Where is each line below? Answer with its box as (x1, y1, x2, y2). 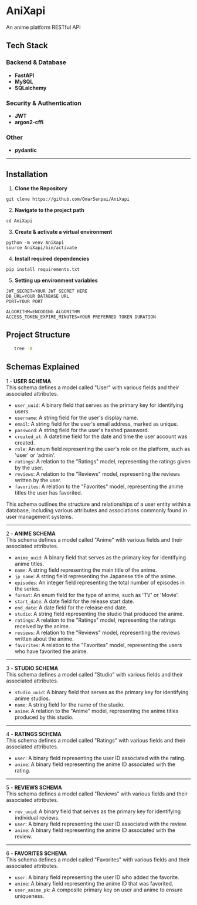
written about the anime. (14, 635, 74, 642)
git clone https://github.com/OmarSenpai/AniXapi (6, 196, 130, 203)
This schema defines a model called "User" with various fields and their (6, 384, 179, 391)
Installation (6, 169, 48, 179)
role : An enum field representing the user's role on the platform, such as (14, 445, 191, 452)
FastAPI (14, 72, 35, 79)
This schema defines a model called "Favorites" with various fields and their (6, 856, 190, 863)
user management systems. (6, 513, 73, 520)
